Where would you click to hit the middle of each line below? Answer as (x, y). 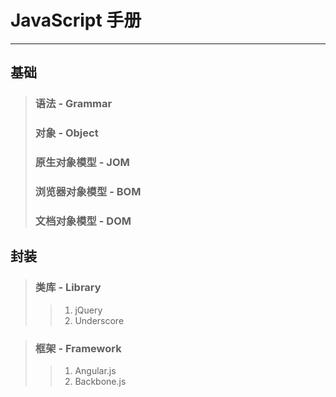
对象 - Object (66, 133)
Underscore (99, 320)
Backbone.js (100, 381)
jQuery (88, 310)
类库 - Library (68, 288)
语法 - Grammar (73, 104)
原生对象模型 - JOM (82, 163)
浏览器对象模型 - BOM (88, 192)
